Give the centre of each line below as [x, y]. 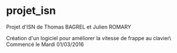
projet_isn [31, 11]
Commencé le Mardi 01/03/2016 [45, 44]
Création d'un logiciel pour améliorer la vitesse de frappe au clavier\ [89, 38]
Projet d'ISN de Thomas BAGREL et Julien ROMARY [69, 27]
